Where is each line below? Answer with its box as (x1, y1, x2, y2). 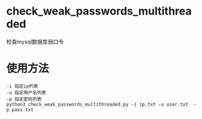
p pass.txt (6, 106, 34, 113)
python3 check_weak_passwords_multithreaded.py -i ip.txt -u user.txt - (6, 101, 197, 107)
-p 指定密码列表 (6, 96, 42, 102)
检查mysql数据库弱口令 (6, 38, 64, 45)
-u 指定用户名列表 (6, 89, 47, 95)
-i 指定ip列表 (6, 83, 38, 89)
